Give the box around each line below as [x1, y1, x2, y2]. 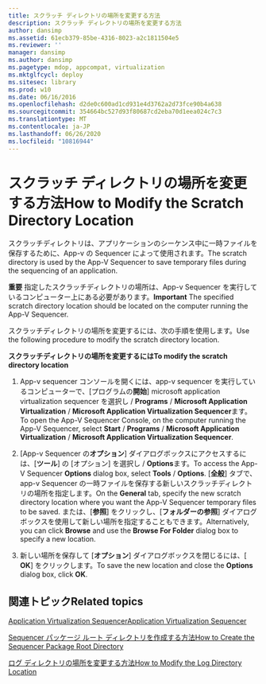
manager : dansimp [8, 49, 66, 56]
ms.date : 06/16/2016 [8, 93, 77, 101]
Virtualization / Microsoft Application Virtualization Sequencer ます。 [19, 406, 252, 416]
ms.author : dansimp [8, 56, 73, 64]
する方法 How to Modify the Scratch [8, 194, 245, 212]
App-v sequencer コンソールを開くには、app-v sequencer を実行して [19, 377, 249, 387]
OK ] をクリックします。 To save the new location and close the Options [19, 561, 253, 570]
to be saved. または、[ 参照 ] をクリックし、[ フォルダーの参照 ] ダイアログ [19, 507, 257, 517]
